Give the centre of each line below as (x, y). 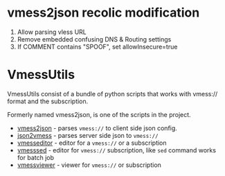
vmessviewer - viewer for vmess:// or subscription (89, 165)
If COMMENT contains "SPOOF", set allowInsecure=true (97, 46)
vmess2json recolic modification (103, 13)
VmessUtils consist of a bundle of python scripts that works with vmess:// (112, 94)
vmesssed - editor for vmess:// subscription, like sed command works (117, 150)
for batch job (35, 157)
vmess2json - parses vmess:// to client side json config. (97, 128)
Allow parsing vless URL (52, 32)
